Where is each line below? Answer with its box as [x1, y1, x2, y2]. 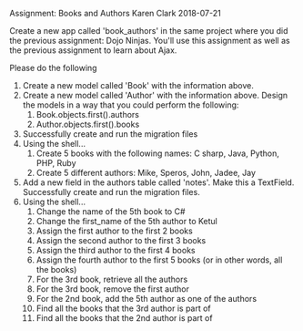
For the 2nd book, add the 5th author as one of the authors [35, 294, 258, 304]
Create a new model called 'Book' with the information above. [22, 80, 255, 90]
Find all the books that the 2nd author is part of [35, 313, 213, 323]
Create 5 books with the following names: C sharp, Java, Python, [35, 148, 280, 159]
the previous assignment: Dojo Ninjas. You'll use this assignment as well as [9, 36, 290, 46]
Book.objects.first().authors [35, 109, 139, 119]
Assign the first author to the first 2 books [35, 225, 193, 236]
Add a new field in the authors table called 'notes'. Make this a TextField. [22, 177, 295, 188]
